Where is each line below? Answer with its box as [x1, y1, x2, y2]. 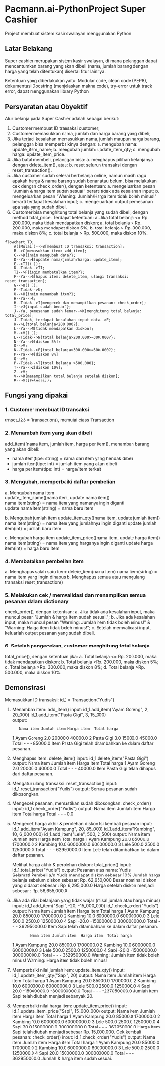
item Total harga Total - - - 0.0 [12, 811, 74, 817]
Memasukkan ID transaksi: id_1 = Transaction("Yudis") [5, 697, 115, 703]
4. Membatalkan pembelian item [5, 558, 84, 565]
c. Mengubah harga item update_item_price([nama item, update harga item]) [5, 534, 160, 541]
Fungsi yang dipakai [5, 391, 68, 399]
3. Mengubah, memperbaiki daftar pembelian [5, 478, 116, 485]
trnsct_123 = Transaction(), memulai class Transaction [5, 417, 114, 423]
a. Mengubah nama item [5, 490, 55, 495]
